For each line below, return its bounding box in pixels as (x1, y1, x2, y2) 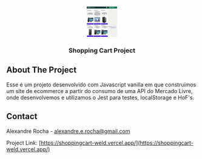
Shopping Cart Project (69, 46, 135, 54)
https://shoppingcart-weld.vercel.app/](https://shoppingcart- (40, 139, 194, 146)
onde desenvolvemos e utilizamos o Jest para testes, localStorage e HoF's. (6, 94, 195, 101)
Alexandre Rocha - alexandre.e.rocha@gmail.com (6, 127, 130, 135)
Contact (6, 111, 38, 122)
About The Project (6, 65, 77, 75)
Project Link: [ (6, 139, 41, 146)
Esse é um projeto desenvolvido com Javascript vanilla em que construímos (6, 81, 197, 88)
